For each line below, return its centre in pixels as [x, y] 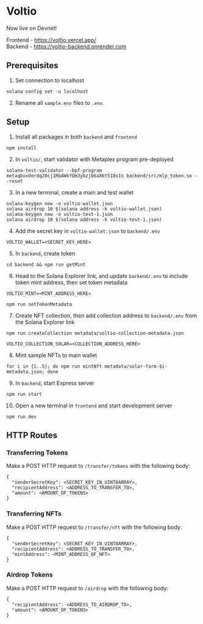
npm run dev [21, 417]
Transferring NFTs [34, 514]
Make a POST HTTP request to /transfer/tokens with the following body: [98, 466]
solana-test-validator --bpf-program [54, 170]
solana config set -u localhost [47, 91]
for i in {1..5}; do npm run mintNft [54, 366]
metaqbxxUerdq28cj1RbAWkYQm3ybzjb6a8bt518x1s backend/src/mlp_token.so [99, 176]
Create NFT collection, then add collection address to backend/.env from [106, 315]
